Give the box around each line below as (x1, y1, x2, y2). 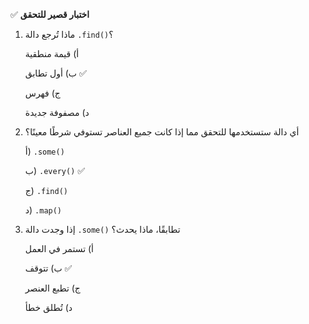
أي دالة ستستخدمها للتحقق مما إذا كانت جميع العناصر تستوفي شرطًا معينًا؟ (24, 126, 300, 138)
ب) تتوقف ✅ (24, 262, 73, 274)
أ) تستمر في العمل (24, 243, 95, 254)
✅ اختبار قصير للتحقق (10, 9, 90, 20)
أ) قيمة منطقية (24, 48, 80, 59)
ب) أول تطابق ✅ (24, 67, 87, 79)
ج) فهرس (24, 87, 61, 99)
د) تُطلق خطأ (24, 302, 73, 313)
